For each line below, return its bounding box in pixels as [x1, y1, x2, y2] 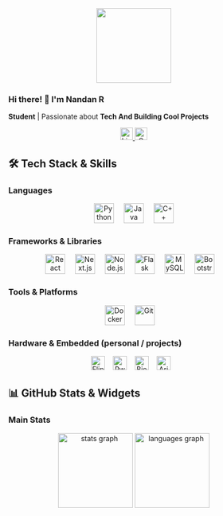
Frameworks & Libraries [8, 235, 102, 246]
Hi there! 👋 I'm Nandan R [8, 93, 105, 104]
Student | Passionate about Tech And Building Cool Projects [8, 111, 209, 122]
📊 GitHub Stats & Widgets [8, 386, 141, 401]
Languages [8, 185, 53, 196]
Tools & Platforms [8, 287, 78, 298]
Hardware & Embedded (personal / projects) [8, 338, 182, 349]
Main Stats [8, 414, 51, 425]
